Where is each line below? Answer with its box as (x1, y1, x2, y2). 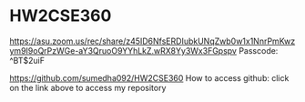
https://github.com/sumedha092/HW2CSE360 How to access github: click (9, 72, 290, 83)
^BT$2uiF (9, 55, 46, 66)
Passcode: (238, 45, 279, 56)
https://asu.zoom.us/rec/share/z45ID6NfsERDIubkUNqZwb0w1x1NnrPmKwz (9, 36, 296, 46)
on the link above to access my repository (9, 82, 167, 93)
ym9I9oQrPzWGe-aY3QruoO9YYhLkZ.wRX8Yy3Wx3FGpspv (9, 45, 237, 56)
